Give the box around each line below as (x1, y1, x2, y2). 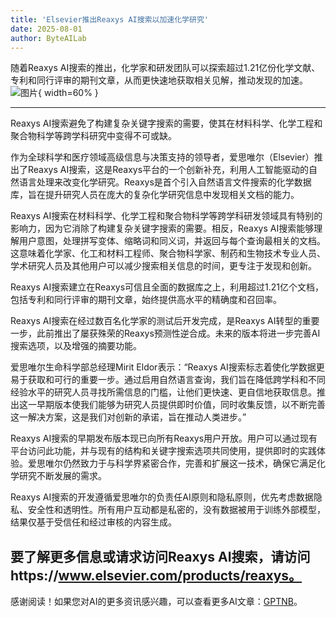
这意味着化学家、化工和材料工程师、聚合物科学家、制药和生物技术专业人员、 (10, 247, 326, 260)
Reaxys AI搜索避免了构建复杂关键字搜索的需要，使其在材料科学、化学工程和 (10, 117, 323, 130)
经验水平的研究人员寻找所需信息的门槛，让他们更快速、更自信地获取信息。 (10, 386, 317, 398)
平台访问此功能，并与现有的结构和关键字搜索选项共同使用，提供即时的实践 (10, 445, 317, 457)
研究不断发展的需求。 (18, 470, 107, 482)
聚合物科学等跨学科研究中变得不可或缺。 (10, 130, 177, 142)
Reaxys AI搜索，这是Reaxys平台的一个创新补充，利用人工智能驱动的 (27, 164, 310, 176)
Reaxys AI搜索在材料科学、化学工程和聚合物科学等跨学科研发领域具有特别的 (10, 210, 323, 222)
